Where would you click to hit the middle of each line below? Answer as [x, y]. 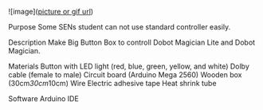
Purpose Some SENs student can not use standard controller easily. [120, 27]
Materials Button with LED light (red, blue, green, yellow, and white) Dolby [129, 66]
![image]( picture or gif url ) [51, 12]
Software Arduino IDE [44, 98]
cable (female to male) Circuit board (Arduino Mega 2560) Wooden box [125, 75]
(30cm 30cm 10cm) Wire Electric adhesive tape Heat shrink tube [112, 83]
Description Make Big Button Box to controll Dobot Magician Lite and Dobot [132, 42]
